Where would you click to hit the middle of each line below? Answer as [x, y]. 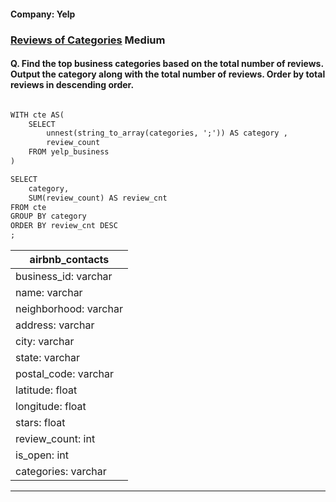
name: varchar [49, 293]
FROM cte [28, 207]
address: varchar [55, 325]
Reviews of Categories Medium [88, 40]
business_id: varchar [64, 277]
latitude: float [46, 390]
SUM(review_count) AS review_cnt [98, 198]
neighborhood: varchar [69, 309]
